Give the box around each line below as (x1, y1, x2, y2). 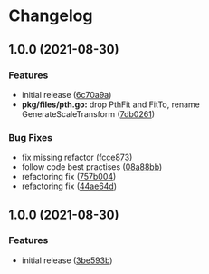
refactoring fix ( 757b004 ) (21, 171, 117, 182)
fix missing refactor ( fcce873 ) (21, 152, 133, 163)
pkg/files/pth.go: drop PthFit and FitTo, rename (21, 99, 200, 110)
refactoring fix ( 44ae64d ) (21, 181, 118, 191)
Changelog (8, 5, 93, 26)
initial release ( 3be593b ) (21, 255, 113, 266)
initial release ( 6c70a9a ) (21, 89, 112, 100)
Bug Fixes (8, 131, 53, 143)
